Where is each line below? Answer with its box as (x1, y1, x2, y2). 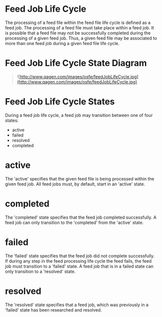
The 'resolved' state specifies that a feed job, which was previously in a (5, 302, 149, 308)
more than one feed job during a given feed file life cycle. (5, 40, 120, 46)
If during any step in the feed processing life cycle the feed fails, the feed (5, 258, 152, 264)
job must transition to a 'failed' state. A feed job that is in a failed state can (5, 263, 154, 269)
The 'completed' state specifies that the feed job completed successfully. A (5, 214, 157, 220)
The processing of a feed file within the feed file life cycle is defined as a (5, 20, 151, 25)
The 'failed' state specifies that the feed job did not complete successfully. (5, 253, 155, 259)
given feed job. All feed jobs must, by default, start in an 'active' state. (5, 181, 145, 187)
